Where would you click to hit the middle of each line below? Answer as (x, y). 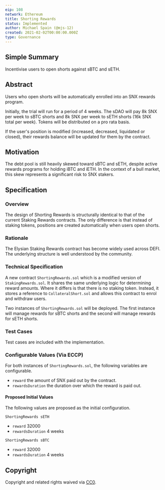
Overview (17, 204)
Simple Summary (32, 57)
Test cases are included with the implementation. (55, 342)
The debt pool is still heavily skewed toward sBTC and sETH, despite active (81, 164)
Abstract (19, 85)
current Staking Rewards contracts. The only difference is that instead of (79, 220)
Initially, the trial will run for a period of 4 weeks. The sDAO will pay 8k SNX (81, 111)
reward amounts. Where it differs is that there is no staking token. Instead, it (82, 288)
